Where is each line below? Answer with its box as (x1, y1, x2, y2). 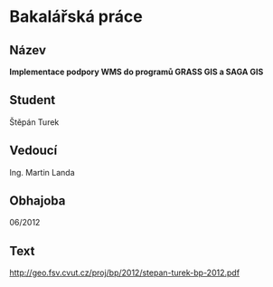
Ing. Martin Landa (9, 167, 75, 177)
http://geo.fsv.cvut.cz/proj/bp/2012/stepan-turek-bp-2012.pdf (9, 267, 240, 278)
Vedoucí (9, 143, 58, 158)
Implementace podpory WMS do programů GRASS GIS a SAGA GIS (9, 66, 264, 77)
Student (9, 92, 56, 108)
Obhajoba (9, 193, 66, 209)
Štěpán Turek (9, 116, 60, 128)
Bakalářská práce (9, 6, 143, 27)
